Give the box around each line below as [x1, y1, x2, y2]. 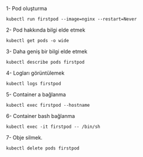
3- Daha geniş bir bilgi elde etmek [6, 48, 88, 55]
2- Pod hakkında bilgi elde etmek [6, 26, 86, 33]
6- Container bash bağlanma [6, 113, 75, 119]
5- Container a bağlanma [6, 91, 66, 98]
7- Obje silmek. [6, 134, 43, 141]
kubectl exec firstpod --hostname [6, 102, 90, 108]
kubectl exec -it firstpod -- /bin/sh [6, 124, 100, 130]
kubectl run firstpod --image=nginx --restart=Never [6, 16, 137, 22]
